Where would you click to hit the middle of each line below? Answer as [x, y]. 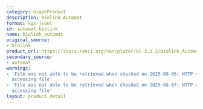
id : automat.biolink [32, 29]
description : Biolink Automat [44, 18]
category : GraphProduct [36, 12]
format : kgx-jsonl [29, 23]
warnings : [19, 68]
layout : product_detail [36, 96]
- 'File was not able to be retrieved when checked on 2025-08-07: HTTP [100, 85]
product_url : [23, 51]
